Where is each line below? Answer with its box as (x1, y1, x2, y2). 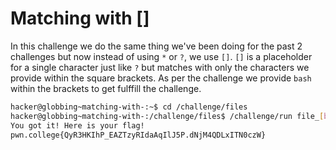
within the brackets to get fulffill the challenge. (10, 82, 202, 94)
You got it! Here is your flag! (10, 120, 145, 131)
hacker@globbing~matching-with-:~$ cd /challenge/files (10, 102, 248, 112)
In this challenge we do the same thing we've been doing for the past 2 (10, 40, 303, 52)
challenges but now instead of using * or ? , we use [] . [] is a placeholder (10, 50, 313, 62)
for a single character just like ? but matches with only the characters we (10, 61, 310, 73)
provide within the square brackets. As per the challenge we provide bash (10, 72, 312, 84)
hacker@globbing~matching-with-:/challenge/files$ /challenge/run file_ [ (10, 111, 325, 121)
